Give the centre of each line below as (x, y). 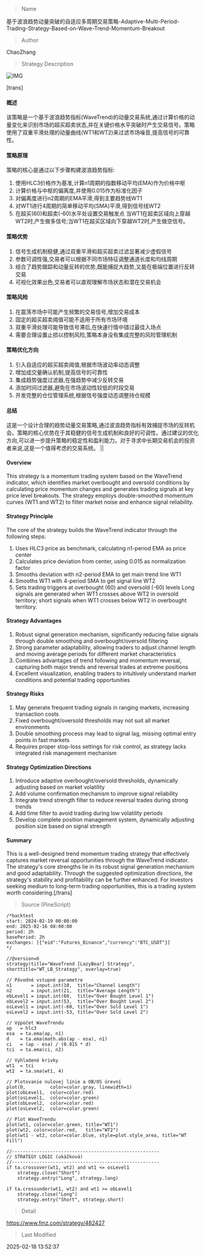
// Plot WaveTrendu (31, 1120)
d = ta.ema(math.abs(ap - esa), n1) (57, 1039)
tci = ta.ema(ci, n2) (35, 1050)
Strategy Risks (25, 694)
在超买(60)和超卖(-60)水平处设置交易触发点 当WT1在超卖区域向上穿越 (103, 214)
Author (30, 40)
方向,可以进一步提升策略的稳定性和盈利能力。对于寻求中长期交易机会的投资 (101, 441)
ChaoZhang (21, 52)
